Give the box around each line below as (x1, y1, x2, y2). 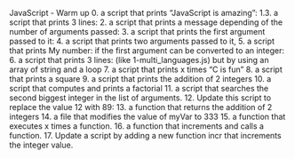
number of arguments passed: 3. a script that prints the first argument (9, 27, 266, 36)
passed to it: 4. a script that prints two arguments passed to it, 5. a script (9, 36, 275, 46)
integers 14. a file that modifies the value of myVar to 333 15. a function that (9, 111, 286, 122)
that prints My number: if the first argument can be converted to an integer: (9, 45, 285, 56)
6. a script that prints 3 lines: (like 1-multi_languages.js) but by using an (9, 55, 269, 65)
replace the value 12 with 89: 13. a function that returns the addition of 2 (9, 102, 273, 112)
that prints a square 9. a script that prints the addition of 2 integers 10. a (9, 74, 272, 83)
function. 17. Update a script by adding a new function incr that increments (9, 131, 282, 140)
